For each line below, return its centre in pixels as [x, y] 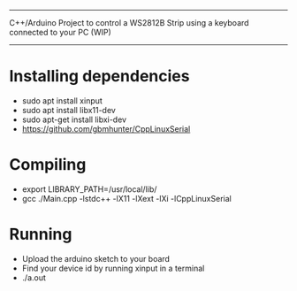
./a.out [34, 277]
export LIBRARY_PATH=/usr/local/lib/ [89, 189]
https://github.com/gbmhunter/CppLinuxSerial [106, 128]
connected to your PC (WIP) [61, 32]
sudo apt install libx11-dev [69, 110]
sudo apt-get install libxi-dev [74, 119]
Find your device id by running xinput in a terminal [113, 268]
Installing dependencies [99, 77]
